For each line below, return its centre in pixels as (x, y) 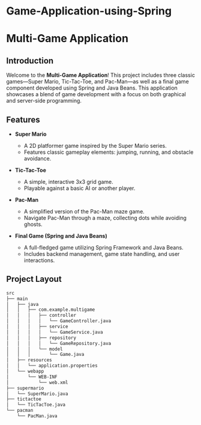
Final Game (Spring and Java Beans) (61, 236)
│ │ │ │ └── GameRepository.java (59, 343)
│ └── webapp (25, 371)
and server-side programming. (44, 101)
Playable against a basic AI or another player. (79, 188)
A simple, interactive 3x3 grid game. (69, 182)
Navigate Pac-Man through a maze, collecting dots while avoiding (105, 218)
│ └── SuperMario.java (37, 394)
